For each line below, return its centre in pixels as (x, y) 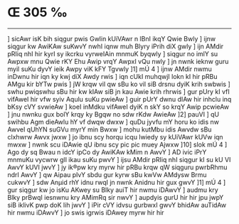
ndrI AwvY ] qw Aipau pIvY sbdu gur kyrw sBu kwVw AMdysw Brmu (107, 174)
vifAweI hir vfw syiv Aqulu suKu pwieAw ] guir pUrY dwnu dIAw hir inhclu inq (119, 99)
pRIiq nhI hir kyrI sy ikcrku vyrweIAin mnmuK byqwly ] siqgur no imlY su (113, 53)
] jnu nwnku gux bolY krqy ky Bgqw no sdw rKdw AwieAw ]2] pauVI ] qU (113, 114)
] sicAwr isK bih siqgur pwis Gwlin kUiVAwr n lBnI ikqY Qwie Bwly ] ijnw (111, 38)
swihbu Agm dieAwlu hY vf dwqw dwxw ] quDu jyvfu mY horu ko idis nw (113, 122)
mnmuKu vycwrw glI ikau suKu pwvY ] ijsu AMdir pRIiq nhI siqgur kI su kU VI (119, 159)
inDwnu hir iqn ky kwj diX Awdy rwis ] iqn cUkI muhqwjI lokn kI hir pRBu (112, 76)
